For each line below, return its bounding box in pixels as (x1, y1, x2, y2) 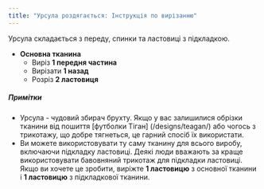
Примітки (8, 93, 42, 102)
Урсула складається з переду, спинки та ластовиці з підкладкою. (8, 33, 231, 43)
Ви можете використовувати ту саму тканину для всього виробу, (19, 138, 243, 148)
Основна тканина (19, 49, 82, 58)
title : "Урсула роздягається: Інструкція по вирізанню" (8, 11, 197, 20)
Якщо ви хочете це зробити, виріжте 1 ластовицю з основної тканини (19, 163, 257, 173)
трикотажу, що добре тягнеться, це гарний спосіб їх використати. (19, 129, 244, 140)
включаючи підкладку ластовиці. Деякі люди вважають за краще (19, 147, 243, 156)
